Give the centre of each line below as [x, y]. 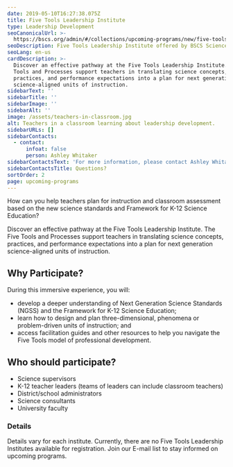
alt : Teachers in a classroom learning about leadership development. [111, 123]
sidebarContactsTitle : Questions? [57, 168]
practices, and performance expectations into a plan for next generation [110, 244]
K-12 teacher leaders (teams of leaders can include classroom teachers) [120, 386]
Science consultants [46, 401]
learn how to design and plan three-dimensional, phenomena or [108, 318]
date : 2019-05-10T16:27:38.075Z [54, 14]
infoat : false [46, 149]
